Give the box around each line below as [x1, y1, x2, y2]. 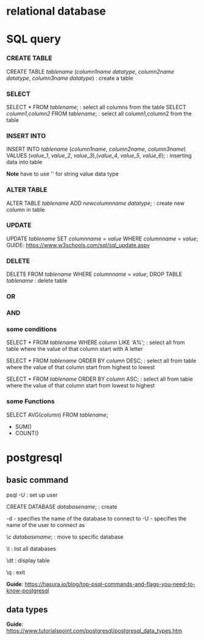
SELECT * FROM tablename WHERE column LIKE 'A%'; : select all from [6, 339, 185, 346]
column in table [6, 206, 45, 213]
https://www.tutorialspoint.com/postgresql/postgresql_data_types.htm [6, 627, 183, 635]
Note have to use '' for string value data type [6, 170, 119, 178]
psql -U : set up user [6, 491, 58, 498]
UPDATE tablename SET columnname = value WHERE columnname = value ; [6, 235, 199, 242]
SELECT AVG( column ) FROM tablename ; [6, 411, 108, 419]
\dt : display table [6, 556, 50, 564]
